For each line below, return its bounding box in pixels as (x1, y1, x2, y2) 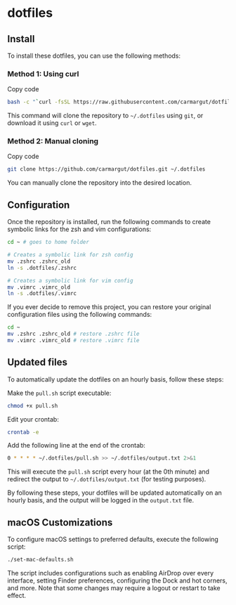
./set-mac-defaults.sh (7, 557, 74, 564)
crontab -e (7, 429, 39, 436)
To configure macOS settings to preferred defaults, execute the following (7, 535, 219, 544)
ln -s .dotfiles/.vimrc (7, 290, 77, 297)
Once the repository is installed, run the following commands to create (7, 218, 211, 226)
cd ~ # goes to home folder (7, 239, 90, 246)
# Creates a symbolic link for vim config (7, 277, 133, 284)
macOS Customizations (7, 516, 113, 528)
